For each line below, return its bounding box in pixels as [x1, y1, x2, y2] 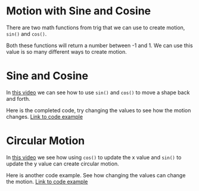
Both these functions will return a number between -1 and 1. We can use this [6, 42, 193, 49]
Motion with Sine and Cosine [6, 4, 151, 18]
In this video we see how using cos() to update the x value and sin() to [6, 153, 182, 161]
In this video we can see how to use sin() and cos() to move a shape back [6, 88, 190, 96]
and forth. [6, 95, 31, 102]
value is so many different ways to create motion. [6, 48, 127, 55]
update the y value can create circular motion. [6, 160, 119, 167]
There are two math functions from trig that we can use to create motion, [6, 24, 185, 31]
